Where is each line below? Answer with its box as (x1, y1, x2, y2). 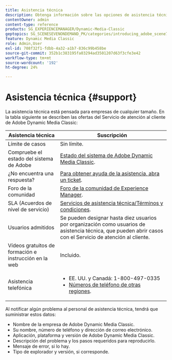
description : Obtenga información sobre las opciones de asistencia (5, 12, 155, 17)
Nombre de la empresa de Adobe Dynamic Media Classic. (12, 321, 135, 328)
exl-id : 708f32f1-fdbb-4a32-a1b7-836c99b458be (5, 46, 106, 51)
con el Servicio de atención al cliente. (60, 233, 150, 241)
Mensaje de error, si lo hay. (12, 343, 70, 350)
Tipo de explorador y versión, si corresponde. (12, 349, 110, 355)
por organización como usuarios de (60, 221, 146, 228)
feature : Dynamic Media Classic (5, 37, 74, 42)
